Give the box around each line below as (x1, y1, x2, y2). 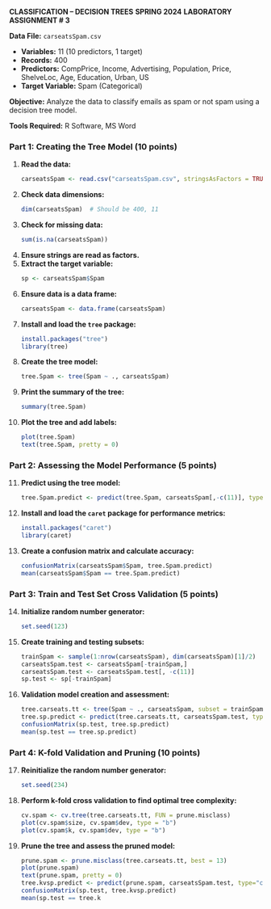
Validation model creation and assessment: (20, 690, 170, 700)
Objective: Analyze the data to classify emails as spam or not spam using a (9, 97, 261, 106)
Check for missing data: (20, 220, 103, 229)
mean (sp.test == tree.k (20, 894, 102, 902)
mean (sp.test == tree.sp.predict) (20, 727, 137, 736)
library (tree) (20, 343, 69, 351)
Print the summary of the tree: (20, 387, 124, 397)
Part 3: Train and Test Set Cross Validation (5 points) (9, 588, 219, 600)
